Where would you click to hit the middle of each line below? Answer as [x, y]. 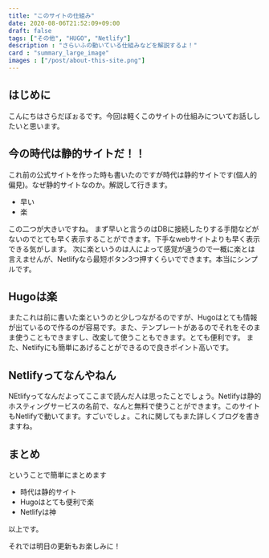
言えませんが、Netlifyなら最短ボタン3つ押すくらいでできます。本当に [123, 259]
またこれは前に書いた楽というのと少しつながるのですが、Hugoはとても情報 [133, 317]
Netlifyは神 [38, 511]
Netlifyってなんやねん [62, 375]
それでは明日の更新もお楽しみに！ [65, 546]
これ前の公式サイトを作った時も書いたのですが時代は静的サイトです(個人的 [133, 174]
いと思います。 [39, 126]
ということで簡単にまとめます [57, 475]
